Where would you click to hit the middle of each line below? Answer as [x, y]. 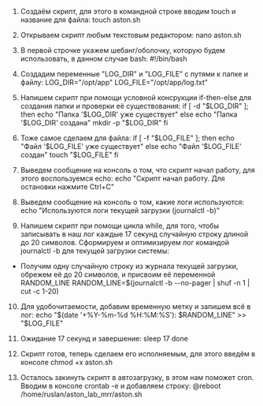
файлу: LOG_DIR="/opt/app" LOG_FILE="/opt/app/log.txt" [114, 82]
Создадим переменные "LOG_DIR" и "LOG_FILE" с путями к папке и [134, 74]
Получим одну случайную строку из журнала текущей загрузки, [129, 266]
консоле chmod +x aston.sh [67, 362]
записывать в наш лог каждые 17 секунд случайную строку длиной [134, 234]
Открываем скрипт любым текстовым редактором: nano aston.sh [131, 35]
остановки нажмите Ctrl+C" [67, 187]
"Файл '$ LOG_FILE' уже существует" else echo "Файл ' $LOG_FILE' [131, 146]
